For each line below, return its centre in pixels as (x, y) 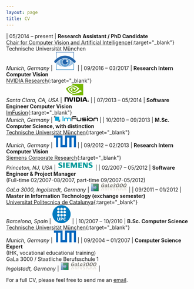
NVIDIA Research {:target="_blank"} (49, 80)
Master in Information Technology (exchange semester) (76, 196)
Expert (14, 246)
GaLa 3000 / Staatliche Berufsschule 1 (52, 259)
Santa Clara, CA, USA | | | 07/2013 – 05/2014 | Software (88, 100)
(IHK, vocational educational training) (51, 253)
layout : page (22, 12)
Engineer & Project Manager (41, 174)
